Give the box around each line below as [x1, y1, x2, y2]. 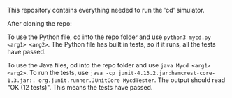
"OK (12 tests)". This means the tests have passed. [7, 83, 153, 91]
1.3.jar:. [7, 77, 36, 84]
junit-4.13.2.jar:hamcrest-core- [117, 70, 215, 76]
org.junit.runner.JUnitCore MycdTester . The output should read [38, 76, 226, 84]
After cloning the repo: [7, 19, 72, 27]
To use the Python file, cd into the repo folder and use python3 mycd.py [7, 33, 211, 41]
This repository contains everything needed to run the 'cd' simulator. [7, 6, 205, 14]
